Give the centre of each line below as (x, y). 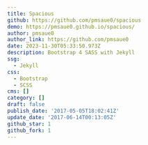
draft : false (26, 105)
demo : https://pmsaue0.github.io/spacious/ (71, 26)
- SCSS (23, 85)
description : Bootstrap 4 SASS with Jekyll (71, 53)
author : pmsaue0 (31, 33)
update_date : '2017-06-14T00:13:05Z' (62, 117)
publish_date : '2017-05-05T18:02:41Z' (63, 111)
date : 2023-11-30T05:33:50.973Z (54, 46)
